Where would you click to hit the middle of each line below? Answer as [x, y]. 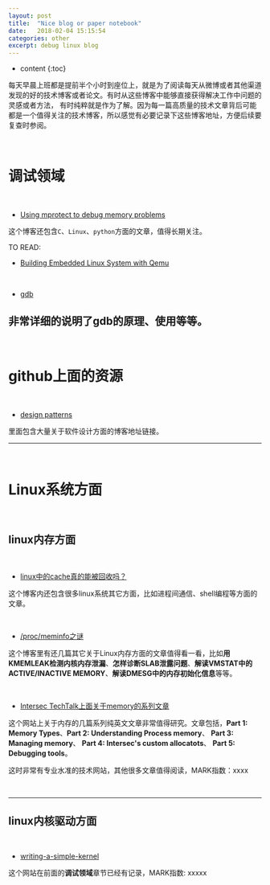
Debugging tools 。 [40, 753]
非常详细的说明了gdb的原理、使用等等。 [108, 321]
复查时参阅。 [29, 125]
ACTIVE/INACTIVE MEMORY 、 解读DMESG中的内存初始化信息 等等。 [123, 673]
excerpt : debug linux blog [53, 46]
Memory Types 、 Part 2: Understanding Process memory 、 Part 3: [121, 733]
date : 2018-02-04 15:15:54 [57, 31]
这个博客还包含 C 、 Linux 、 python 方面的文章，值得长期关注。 [107, 231]
